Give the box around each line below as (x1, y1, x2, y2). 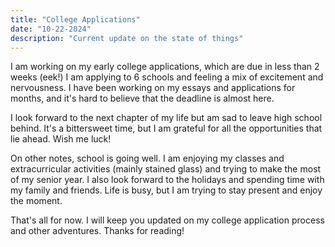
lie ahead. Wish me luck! (10, 133, 112, 145)
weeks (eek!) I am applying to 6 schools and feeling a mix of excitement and (10, 71, 324, 83)
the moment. (10, 195, 63, 207)
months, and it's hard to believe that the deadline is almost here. (10, 92, 275, 105)
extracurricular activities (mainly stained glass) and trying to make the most (10, 163, 322, 175)
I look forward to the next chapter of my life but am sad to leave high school (10, 112, 323, 124)
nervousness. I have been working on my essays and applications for (10, 82, 296, 94)
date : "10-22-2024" (10, 24, 92, 34)
